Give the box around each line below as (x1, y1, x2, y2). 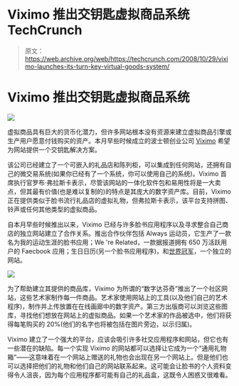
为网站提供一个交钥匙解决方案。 (7, 145, 101, 154)
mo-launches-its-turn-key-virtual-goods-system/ (24, 62, 170, 71)
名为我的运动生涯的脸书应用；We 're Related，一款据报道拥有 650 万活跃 (7, 238, 221, 246)
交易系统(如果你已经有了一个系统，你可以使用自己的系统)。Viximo (26, 169, 219, 178)
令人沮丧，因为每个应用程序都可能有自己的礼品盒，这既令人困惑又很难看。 (13, 370, 232, 379)
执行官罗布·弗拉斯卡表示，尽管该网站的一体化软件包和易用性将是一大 (13, 178, 216, 187)
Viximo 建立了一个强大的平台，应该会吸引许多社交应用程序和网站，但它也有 (7, 335, 229, 343)
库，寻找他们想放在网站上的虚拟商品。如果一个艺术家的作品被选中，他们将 (7, 311, 225, 319)
